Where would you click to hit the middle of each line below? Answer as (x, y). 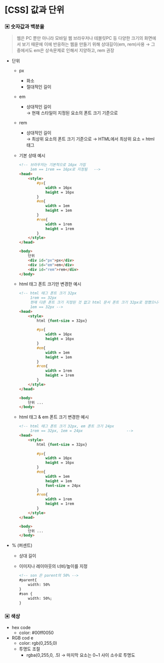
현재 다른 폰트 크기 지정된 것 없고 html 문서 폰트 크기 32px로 (86, 303)
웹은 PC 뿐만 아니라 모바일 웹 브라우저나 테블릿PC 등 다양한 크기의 (80, 38)
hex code (21, 627)
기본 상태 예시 (32, 155)
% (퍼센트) (22, 545)
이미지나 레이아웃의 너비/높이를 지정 (53, 566)
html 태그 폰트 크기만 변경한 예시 (50, 284)
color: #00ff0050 (36, 633)
